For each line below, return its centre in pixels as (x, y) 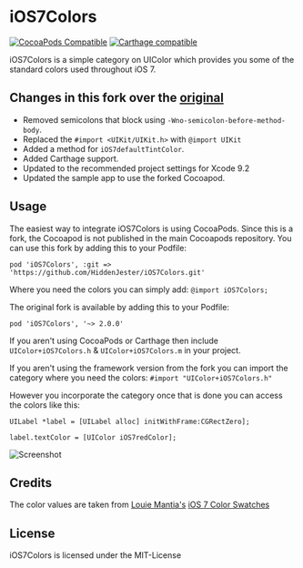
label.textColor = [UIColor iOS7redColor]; (93, 437)
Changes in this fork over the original (117, 98)
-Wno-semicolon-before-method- (227, 120)
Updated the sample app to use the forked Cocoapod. (124, 177)
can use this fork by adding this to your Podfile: (98, 248)
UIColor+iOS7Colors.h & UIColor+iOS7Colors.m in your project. (125, 350)
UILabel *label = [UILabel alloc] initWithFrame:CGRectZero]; (130, 421)
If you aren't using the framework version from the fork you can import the (149, 368)
